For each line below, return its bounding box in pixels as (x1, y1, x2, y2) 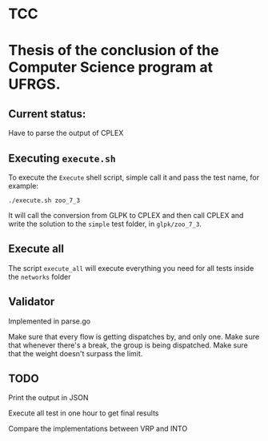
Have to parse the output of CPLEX (8, 129, 124, 138)
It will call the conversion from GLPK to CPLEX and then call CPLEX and (8, 211, 244, 220)
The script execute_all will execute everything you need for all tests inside (8, 263, 254, 272)
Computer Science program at (8, 58, 214, 77)
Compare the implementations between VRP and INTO (8, 424, 188, 434)
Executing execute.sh (8, 151, 116, 165)
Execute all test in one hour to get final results (8, 408, 159, 418)
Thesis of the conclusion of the (8, 42, 219, 60)
